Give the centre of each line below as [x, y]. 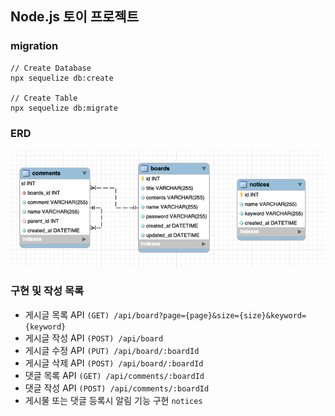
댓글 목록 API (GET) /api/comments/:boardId [114, 375]
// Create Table [44, 98]
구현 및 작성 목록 [47, 291]
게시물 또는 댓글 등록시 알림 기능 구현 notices [113, 400]
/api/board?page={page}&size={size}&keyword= [210, 315]
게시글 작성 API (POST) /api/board [94, 338]
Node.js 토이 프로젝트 [74, 17]
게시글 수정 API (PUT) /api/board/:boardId [112, 350]
